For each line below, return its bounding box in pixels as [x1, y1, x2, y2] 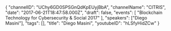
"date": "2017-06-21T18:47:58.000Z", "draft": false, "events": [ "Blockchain [5, 9, 163, 15]
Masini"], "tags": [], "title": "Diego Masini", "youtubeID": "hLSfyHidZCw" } [5, 20, 160, 26]
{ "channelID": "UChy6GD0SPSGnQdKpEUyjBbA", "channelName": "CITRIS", [5, 4, 166, 10]
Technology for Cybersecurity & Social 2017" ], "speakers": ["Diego [5, 15, 148, 20]
